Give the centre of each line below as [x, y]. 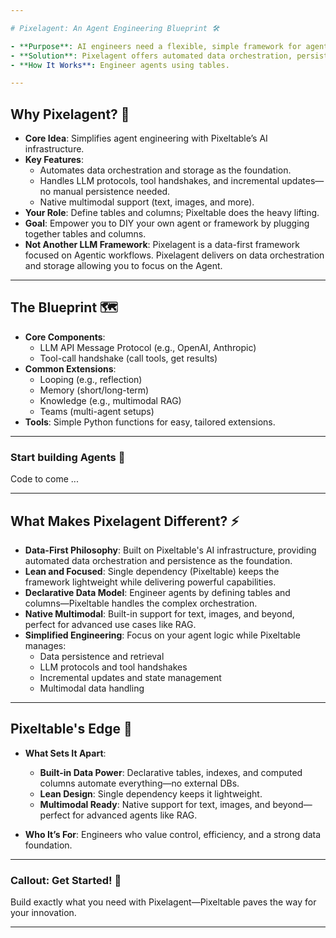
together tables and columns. [85, 234]
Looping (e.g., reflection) [91, 379]
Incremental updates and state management [130, 677]
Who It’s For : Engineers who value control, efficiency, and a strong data [173, 834]
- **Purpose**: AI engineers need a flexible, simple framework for [156, 46]
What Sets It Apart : [65, 753]
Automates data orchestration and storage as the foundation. [165, 170]
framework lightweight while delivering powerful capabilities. [150, 582]
